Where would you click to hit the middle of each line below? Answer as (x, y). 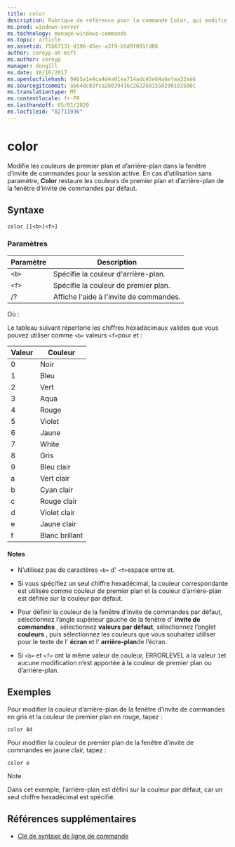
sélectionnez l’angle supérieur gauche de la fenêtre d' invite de (109, 619)
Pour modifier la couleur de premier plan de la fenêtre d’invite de (101, 742)
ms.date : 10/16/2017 (38, 72)
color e (19, 763)
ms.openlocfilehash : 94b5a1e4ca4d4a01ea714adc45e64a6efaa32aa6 (102, 79)
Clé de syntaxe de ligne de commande (73, 836)
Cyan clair (56, 490)
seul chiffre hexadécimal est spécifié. (61, 796)
